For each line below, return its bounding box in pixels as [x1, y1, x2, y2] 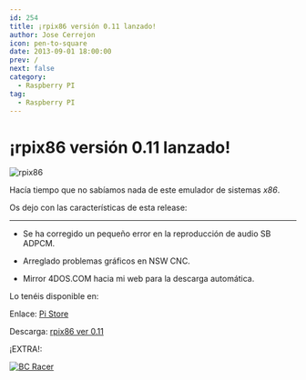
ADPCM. [22, 238, 56, 249]
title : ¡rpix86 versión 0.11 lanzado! [9, 22, 157, 31]
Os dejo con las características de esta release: [9, 202, 188, 214]
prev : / [9, 55, 39, 65]
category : [9, 73, 47, 82]
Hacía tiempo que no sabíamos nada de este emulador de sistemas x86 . [9, 185, 280, 195]
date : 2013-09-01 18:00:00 [9, 47, 112, 56]
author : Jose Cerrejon [9, 30, 96, 39]
